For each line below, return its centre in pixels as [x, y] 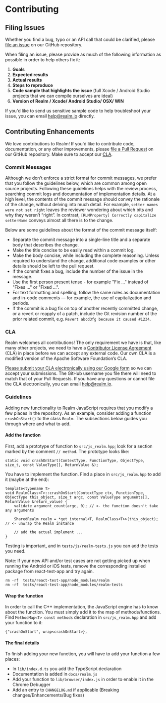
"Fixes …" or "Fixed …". [36, 287]
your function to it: [24, 623]
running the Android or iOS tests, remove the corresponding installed [76, 566]
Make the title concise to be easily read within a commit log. [74, 250]
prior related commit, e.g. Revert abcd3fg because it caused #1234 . [82, 319]
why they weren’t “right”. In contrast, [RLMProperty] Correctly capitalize [81, 215]
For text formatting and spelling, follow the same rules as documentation [86, 293]
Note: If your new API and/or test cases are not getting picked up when [78, 561]
